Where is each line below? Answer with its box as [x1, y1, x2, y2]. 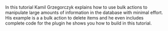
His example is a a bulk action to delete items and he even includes [5, 15, 144, 20]
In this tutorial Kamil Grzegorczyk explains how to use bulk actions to [5, 4, 148, 10]
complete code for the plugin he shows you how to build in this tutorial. [5, 20, 152, 26]
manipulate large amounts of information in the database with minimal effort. [5, 9, 163, 15]
